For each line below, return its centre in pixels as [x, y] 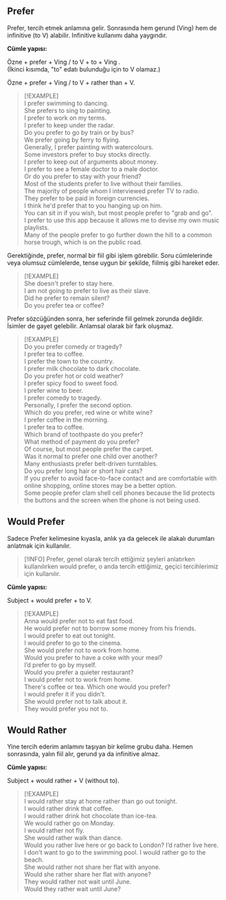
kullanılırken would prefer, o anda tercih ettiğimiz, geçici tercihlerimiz [121, 566]
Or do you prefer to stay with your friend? [83, 176]
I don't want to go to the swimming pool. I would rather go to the [115, 853]
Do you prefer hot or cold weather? [74, 376]
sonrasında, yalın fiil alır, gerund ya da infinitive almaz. [83, 754]
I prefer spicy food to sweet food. [71, 383]
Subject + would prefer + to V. [50, 600]
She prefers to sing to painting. [68, 110]
